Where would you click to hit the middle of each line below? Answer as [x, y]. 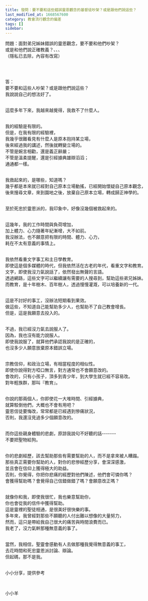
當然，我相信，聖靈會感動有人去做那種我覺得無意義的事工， [67, 544]
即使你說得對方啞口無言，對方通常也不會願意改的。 [58, 370]
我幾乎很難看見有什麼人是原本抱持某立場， [49, 139]
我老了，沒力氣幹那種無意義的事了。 [43, 528]
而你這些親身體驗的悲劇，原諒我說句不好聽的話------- [61, 434]
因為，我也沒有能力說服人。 [34, 335]
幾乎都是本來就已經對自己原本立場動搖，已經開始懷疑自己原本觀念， [76, 186]
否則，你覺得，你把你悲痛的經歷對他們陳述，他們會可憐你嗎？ [69, 474]
